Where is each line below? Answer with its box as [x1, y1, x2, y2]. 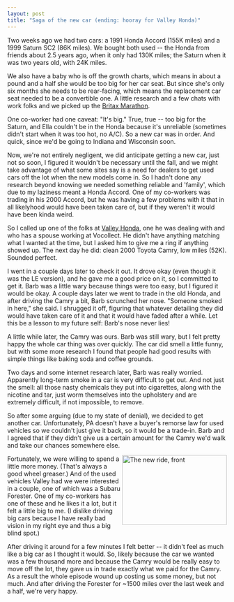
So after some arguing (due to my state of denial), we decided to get [7, 411, 203, 420]
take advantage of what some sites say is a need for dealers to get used [7, 166, 214, 174]
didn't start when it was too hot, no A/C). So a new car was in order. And [7, 130, 215, 138]
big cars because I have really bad [7, 514, 106, 522]
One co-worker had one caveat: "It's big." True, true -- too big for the [7, 115, 206, 123]
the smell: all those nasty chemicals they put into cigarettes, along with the [7, 383, 221, 391]
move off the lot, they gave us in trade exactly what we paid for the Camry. [7, 564, 221, 573]
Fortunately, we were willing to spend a [7, 455, 120, 463]
